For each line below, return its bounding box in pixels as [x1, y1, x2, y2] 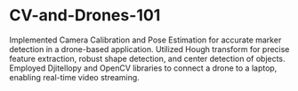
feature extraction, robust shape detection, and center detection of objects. [9, 53, 286, 64]
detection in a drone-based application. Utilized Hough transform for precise [9, 43, 290, 54]
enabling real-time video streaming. [9, 72, 140, 82]
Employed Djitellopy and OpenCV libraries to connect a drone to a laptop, [9, 63, 278, 73]
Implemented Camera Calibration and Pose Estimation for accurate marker [9, 34, 282, 45]
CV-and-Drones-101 [9, 5, 161, 26]
